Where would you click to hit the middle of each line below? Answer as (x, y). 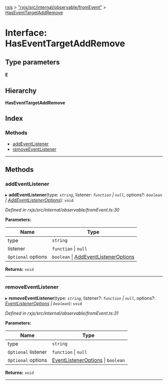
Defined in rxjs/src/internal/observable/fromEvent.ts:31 (62, 313)
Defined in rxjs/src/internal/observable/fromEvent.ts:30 (62, 210)
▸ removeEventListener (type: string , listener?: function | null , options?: (80, 298)
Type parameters (32, 62)
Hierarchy (21, 91)
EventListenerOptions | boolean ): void (44, 303)
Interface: (26, 33)
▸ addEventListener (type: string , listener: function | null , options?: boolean (84, 195)
